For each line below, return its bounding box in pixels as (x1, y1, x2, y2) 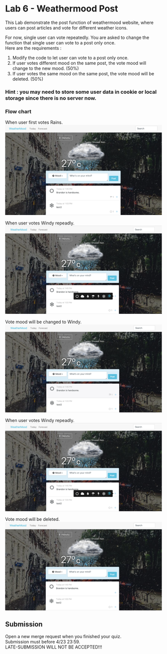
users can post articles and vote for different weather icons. (5, 24, 128, 30)
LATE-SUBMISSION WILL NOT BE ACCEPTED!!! (5, 644, 102, 650)
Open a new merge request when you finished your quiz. (5, 633, 122, 639)
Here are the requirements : (5, 45, 62, 51)
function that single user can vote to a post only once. (5, 39, 116, 45)
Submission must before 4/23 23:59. (5, 639, 81, 645)
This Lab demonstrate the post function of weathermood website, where (5, 19, 154, 25)
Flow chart (5, 108, 31, 115)
